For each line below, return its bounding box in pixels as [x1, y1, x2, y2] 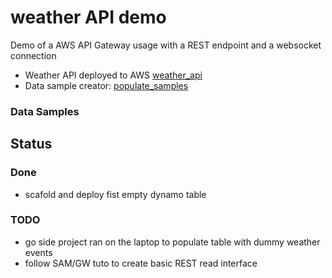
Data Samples [10, 104, 80, 118]
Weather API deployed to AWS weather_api [24, 69, 203, 81]
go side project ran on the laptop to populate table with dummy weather [24, 236, 321, 248]
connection [10, 49, 57, 61]
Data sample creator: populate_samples [24, 79, 189, 91]
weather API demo [10, 6, 167, 29]
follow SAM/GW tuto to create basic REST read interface [24, 257, 258, 269]
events [24, 246, 53, 258]
